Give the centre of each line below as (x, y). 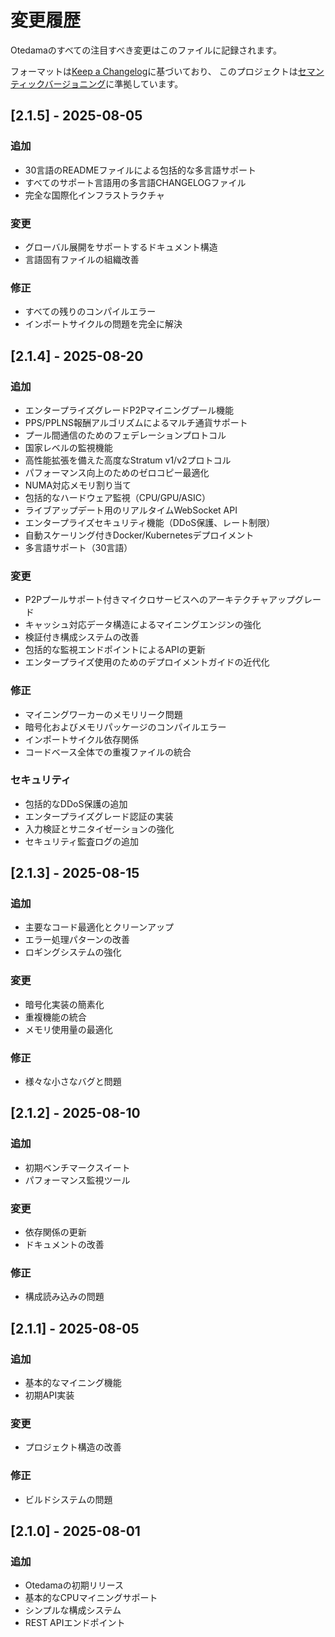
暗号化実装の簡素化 (64, 1004)
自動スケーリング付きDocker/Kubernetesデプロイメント (139, 535)
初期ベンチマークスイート (77, 1167)
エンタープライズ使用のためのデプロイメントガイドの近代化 (147, 662)
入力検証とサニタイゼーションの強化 (99, 828)
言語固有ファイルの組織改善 (82, 259)
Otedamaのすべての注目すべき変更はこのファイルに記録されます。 (146, 50)
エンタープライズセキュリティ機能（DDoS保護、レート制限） (150, 522)
